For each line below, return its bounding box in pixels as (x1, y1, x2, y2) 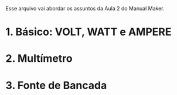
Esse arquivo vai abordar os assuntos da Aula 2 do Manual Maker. (5, 5, 165, 12)
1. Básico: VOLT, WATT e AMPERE (5, 26, 172, 38)
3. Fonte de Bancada (5, 79, 107, 92)
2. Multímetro (5, 52, 73, 65)
